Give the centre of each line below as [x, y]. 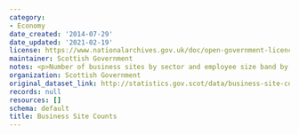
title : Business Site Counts [63, 116]
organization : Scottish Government [75, 75]
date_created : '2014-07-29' [61, 34]
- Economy [28, 26]
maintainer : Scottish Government [71, 59]
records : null [36, 91]
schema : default [39, 108]
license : [25, 51]
